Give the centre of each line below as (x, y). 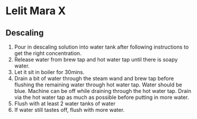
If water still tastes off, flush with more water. (69, 110)
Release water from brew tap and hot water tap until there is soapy (96, 59)
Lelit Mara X (36, 11)
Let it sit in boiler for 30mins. (49, 72)
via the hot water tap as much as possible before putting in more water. (101, 97)
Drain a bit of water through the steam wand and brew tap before (94, 78)
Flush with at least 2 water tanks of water (65, 104)
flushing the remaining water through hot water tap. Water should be (98, 85)
